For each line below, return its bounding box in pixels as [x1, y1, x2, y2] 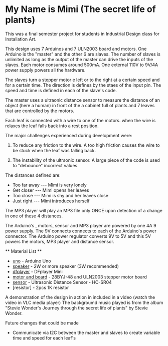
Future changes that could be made [5, 319, 79, 326]
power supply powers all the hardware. [5, 67, 86, 73]
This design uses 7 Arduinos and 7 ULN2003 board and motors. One [5, 46, 147, 52]
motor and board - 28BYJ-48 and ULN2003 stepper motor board [12, 274, 147, 280]
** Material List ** [5, 248, 42, 254]
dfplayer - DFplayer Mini [12, 268, 63, 274]
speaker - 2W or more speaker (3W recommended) [12, 263, 119, 269]
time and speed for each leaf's [12, 334, 76, 341]
